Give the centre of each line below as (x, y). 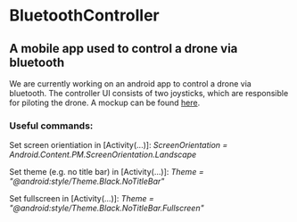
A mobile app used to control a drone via (124, 49)
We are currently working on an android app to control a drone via (130, 84)
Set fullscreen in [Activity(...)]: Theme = (82, 199)
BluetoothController (85, 16)
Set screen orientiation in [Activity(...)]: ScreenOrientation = (119, 145)
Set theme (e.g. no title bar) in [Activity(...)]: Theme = (107, 172)
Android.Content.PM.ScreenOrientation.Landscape (103, 155)
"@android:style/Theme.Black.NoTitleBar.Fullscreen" (107, 208)
